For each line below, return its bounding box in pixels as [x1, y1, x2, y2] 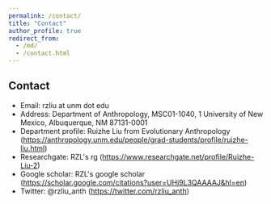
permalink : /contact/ [8, 11, 82, 20]
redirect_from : [8, 34, 60, 43]
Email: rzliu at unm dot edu [19, 100, 109, 110]
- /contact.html [15, 49, 70, 57]
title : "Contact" [8, 19, 67, 27]
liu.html [19, 143, 45, 153]
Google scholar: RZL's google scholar [19, 169, 146, 178]
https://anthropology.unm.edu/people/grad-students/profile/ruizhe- [23, 135, 248, 144]
